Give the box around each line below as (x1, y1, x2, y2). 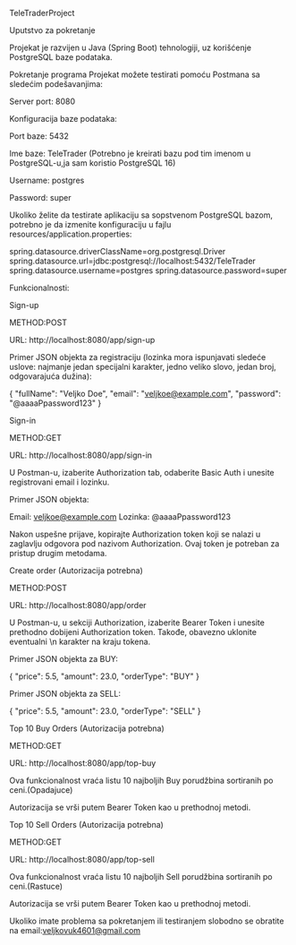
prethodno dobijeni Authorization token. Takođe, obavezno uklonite (9, 627, 258, 637)
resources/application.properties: (9, 228, 132, 239)
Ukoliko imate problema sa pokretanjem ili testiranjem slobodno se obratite (9, 915, 284, 926)
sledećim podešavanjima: (9, 79, 103, 89)
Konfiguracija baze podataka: (9, 114, 118, 124)
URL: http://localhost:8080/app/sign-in (9, 450, 153, 460)
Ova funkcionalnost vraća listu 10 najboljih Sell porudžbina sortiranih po (9, 872, 273, 881)
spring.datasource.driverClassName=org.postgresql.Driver (9, 246, 226, 256)
